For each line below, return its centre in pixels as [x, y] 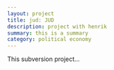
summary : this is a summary [48, 33]
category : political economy [49, 40]
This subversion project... [43, 59]
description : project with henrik [57, 26]
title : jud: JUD [31, 20]
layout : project [31, 14]
